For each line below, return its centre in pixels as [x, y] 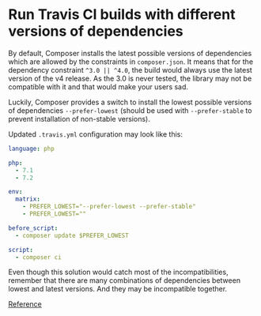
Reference [25, 304]
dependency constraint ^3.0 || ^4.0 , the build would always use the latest [130, 70]
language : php [32, 149]
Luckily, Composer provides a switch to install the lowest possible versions [130, 102]
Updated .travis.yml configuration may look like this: [96, 134]
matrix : [28, 199]
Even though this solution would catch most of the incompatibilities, [118, 272]
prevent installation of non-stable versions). [79, 118]
